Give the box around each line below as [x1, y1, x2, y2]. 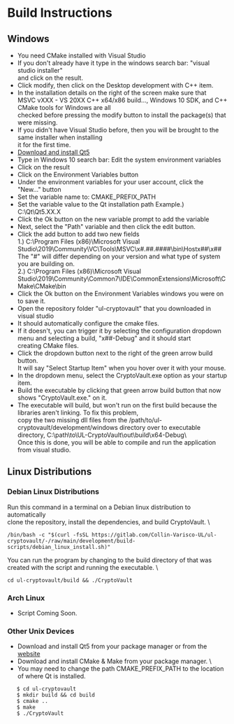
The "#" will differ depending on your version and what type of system [17, 252, 221, 260]
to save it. [17, 297, 46, 305]
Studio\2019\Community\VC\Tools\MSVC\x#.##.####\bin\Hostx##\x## [17, 245, 222, 253]
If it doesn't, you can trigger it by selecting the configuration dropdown [17, 327, 222, 335]
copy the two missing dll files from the [17, 416, 128, 424]
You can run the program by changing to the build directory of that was [7, 555, 212, 564]
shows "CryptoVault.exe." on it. [17, 394, 107, 402]
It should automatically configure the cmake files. [17, 319, 159, 327]
